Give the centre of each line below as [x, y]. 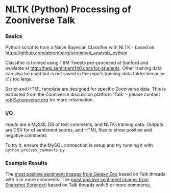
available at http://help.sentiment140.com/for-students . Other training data [83, 68]
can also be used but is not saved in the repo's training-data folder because [85, 74]
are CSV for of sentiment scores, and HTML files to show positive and [79, 130]
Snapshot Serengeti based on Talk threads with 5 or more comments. [78, 185]
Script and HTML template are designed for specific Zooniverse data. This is [86, 89]
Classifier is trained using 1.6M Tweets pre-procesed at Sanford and [77, 63]
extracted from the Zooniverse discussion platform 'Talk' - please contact [83, 94]
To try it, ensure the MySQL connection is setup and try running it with [79, 145]
